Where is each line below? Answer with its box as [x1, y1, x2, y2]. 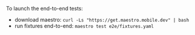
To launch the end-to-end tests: [6, 5, 83, 12]
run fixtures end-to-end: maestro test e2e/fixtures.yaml [14, 23, 154, 29]
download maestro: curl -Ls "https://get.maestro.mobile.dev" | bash [14, 16, 189, 23]
